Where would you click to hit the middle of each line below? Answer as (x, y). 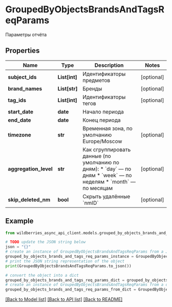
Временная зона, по (108, 128)
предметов (96, 80)
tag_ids (17, 100)
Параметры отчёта (26, 34)
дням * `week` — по (107, 175)
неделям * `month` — (109, 182)
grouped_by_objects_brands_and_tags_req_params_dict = (65, 280)
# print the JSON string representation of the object (65, 261)
